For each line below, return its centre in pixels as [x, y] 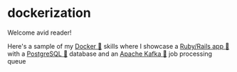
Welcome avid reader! [40, 32]
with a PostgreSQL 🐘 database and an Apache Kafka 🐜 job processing [110, 54]
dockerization [49, 13]
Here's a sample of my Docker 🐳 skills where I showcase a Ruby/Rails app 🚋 [118, 46]
